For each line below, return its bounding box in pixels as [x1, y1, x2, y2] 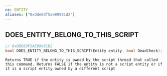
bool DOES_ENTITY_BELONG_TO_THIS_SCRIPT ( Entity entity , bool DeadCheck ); [5, 48, 163, 53]
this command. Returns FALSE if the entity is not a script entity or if [5, 62, 163, 67]
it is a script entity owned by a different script [5, 66, 115, 71]
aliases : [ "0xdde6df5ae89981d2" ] [5, 12, 75, 17]
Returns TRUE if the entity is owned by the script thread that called [5, 57, 158, 62]
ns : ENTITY [5, 7, 28, 12]
